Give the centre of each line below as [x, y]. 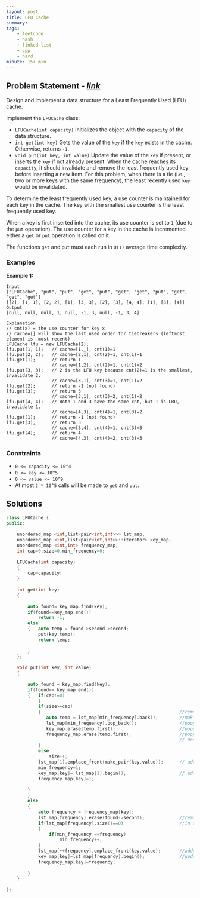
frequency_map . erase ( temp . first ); [89, 734]
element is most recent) [38, 339]
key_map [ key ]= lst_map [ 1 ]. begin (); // [111, 773]
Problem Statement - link [53, 86]
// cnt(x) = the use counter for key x [56, 328]
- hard [25, 56]
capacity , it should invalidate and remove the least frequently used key [101, 168]
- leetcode [30, 34]
